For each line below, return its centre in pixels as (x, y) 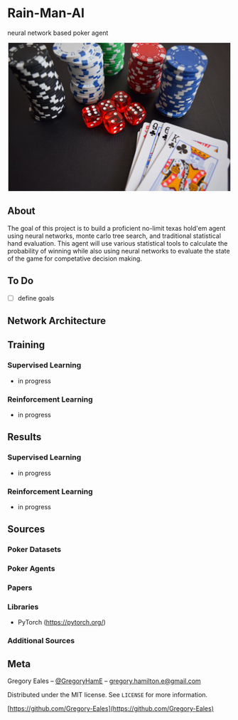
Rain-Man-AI (46, 13)
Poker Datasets (34, 550)
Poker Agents (31, 569)
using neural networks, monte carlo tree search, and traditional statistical (114, 236)
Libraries (23, 607)
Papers (20, 588)
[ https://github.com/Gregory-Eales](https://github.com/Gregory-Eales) (111, 709)
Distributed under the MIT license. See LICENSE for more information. (108, 695)
